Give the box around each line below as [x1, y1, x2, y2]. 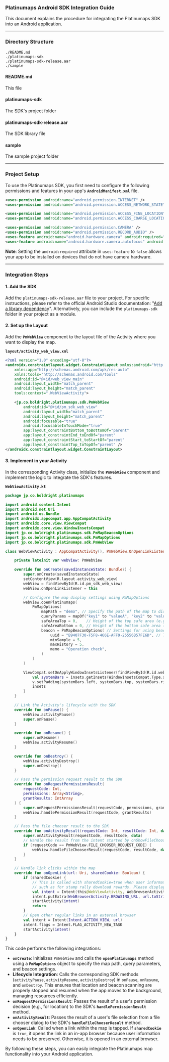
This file [5, 85, 22, 91]
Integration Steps [5, 271, 49, 278]
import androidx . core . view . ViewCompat [5, 521, 87, 526]
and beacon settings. [12, 966, 57, 972]
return [32, 903, 46, 909]
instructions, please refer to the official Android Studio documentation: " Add [5, 300, 162, 306]
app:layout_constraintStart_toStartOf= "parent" [23, 437, 125, 442]
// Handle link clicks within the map [14, 866, 96, 871]
